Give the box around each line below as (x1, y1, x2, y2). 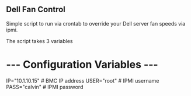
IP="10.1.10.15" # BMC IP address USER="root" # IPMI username (6, 77, 159, 84)
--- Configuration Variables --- (6, 58, 159, 71)
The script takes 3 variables (6, 37, 73, 44)
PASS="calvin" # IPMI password (6, 83, 84, 90)
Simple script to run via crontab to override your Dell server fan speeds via (6, 20, 186, 27)
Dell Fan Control (6, 5, 66, 15)
